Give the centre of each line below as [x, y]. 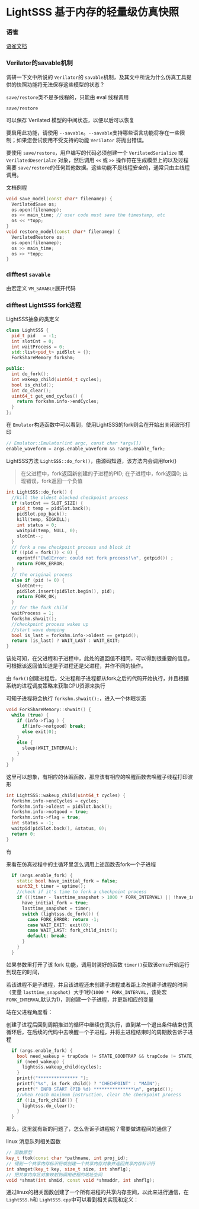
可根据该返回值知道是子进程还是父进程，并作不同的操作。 [76, 666]
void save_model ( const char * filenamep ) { [59, 199]
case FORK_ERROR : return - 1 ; [63, 919]
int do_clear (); [31, 391]
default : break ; [47, 936]
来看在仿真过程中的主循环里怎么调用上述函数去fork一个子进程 [81, 864]
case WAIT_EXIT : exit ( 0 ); [60, 925]
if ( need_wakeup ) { [41, 1061]
